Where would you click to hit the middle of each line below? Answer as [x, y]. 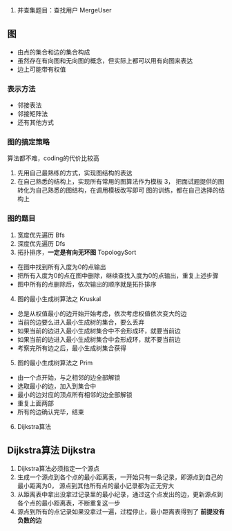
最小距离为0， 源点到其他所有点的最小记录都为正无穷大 [96, 485]
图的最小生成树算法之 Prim [55, 363]
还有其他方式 [35, 122]
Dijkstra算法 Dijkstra [51, 451]
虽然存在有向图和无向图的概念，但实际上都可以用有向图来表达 [105, 60]
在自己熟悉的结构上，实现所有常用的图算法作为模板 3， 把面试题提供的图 [120, 182]
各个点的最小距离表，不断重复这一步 [69, 503]
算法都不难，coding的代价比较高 [54, 158]
